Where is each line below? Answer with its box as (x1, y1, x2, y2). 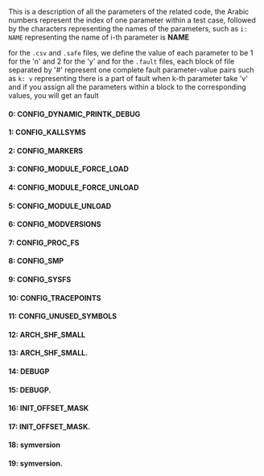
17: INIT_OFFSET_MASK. (8, 421, 91, 431)
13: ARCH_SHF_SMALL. (8, 348, 89, 358)
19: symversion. (8, 458, 63, 468)
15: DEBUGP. (8, 385, 52, 395)
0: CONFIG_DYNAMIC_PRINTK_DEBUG (8, 109, 141, 119)
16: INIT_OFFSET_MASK (8, 404, 89, 413)
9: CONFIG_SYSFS (8, 274, 72, 284)
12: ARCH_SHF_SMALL (8, 330, 86, 339)
